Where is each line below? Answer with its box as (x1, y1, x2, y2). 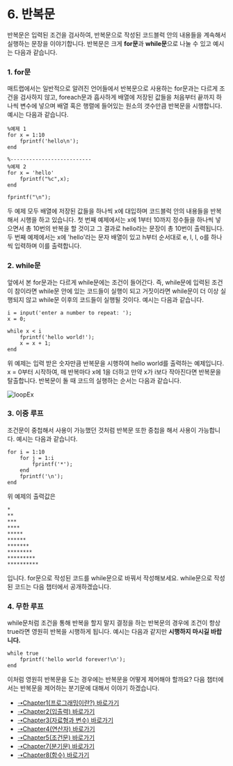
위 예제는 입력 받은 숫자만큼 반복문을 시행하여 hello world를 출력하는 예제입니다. (7, 359, 225, 367)
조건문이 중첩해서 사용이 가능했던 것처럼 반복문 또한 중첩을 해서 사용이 (7, 426, 197, 434)
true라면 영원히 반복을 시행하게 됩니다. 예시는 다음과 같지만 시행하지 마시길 (7, 628, 210, 636)
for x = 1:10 (7, 131, 45, 139)
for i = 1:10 (7, 448, 45, 456)
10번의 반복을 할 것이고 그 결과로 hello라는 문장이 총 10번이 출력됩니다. (33, 224, 225, 233)
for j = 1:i (19, 454, 54, 461)
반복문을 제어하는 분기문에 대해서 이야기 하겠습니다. (19, 684, 160, 692)
